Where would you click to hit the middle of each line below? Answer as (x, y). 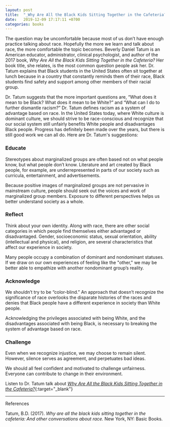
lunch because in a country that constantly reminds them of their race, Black (85, 76)
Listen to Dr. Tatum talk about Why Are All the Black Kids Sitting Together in (84, 384)
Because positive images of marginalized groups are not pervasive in (77, 185)
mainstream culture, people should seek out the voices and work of (75, 191)
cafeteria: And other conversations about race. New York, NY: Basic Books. (84, 419)
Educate (16, 148)
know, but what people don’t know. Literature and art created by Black (78, 164)
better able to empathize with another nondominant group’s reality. (75, 268)
